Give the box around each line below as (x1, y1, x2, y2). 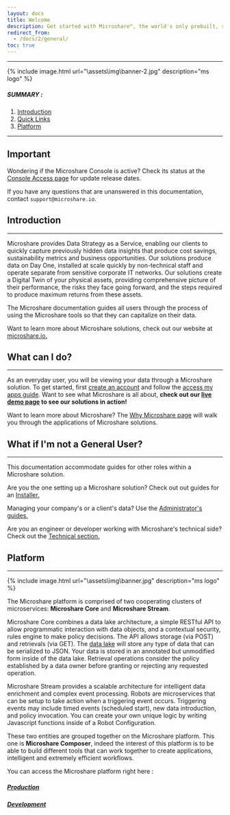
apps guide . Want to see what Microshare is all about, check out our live (7, 391, 212, 399)
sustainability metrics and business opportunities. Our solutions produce (7, 253, 212, 262)
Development (7, 801, 47, 808)
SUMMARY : (7, 90, 43, 98)
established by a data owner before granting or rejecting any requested (7, 662, 209, 670)
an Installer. (7, 491, 40, 499)
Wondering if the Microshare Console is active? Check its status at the (7, 166, 205, 175)
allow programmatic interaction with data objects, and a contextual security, (7, 625, 221, 634)
